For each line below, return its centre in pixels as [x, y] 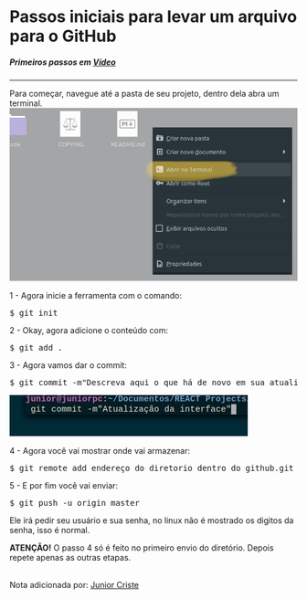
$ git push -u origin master [74, 503]
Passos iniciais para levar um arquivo [153, 17]
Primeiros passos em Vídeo [63, 62]
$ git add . [36, 348]
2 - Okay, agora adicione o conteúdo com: [89, 331]
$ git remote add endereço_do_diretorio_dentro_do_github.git [152, 468]
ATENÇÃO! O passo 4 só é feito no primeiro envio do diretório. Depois [142, 548]
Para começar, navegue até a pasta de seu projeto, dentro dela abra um [145, 94]
